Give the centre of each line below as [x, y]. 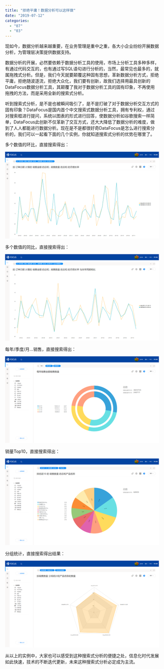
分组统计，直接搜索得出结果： [35, 554]
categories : [17, 21]
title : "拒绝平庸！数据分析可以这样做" [40, 10]
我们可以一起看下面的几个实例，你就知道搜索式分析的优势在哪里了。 [86, 134]
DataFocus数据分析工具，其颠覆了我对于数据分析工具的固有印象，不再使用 [80, 87]
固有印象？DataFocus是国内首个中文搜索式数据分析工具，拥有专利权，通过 [80, 110]
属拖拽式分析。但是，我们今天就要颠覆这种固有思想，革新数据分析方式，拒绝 [82, 75]
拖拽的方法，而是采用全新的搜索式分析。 [46, 93]
